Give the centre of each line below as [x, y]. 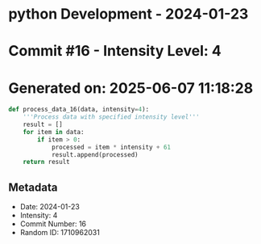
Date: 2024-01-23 [50, 207]
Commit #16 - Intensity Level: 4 [115, 51]
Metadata [33, 187]
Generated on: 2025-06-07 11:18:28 [131, 88]
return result [46, 162]
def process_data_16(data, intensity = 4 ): [79, 110]
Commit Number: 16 [53, 224]
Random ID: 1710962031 [60, 233]
